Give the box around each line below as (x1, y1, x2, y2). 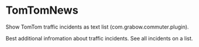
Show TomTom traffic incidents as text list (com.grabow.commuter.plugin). (5, 23, 189, 30)
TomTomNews (5, 4, 79, 17)
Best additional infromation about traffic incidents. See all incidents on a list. (5, 35, 193, 42)
